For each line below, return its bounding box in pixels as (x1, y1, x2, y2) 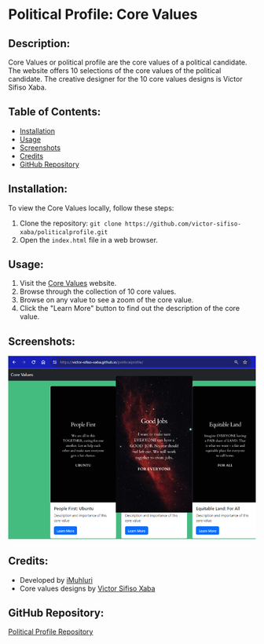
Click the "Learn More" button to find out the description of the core (19, 304, 240, 313)
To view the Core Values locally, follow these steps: (8, 203, 174, 213)
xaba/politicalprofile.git (19, 228, 108, 236)
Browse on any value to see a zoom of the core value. (19, 295, 194, 305)
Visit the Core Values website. (19, 279, 117, 288)
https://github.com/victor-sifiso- (124, 220, 242, 228)
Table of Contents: (8, 105, 101, 119)
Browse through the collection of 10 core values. (19, 287, 177, 296)
